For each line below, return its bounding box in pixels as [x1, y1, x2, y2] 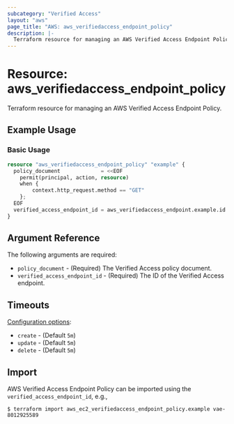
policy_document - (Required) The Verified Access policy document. [17, 264, 212, 273]
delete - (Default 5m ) [17, 346, 77, 354]
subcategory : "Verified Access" [7, 10, 101, 17]
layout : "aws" [7, 17, 49, 24]
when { [19, 181, 39, 188]
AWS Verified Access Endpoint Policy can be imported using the [7, 385, 192, 393]
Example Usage [7, 124, 77, 136]
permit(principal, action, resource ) [19, 174, 130, 181]
